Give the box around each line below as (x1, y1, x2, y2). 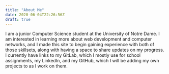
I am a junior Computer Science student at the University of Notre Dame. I (5, 31, 160, 37)
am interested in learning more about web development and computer (5, 36, 152, 42)
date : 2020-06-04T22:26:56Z (5, 12, 65, 17)
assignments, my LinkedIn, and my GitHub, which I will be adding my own (5, 58, 159, 64)
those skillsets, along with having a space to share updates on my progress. (5, 47, 164, 53)
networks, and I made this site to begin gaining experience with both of (5, 42, 154, 48)
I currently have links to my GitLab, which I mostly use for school (5, 52, 141, 58)
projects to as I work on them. (5, 63, 68, 69)
